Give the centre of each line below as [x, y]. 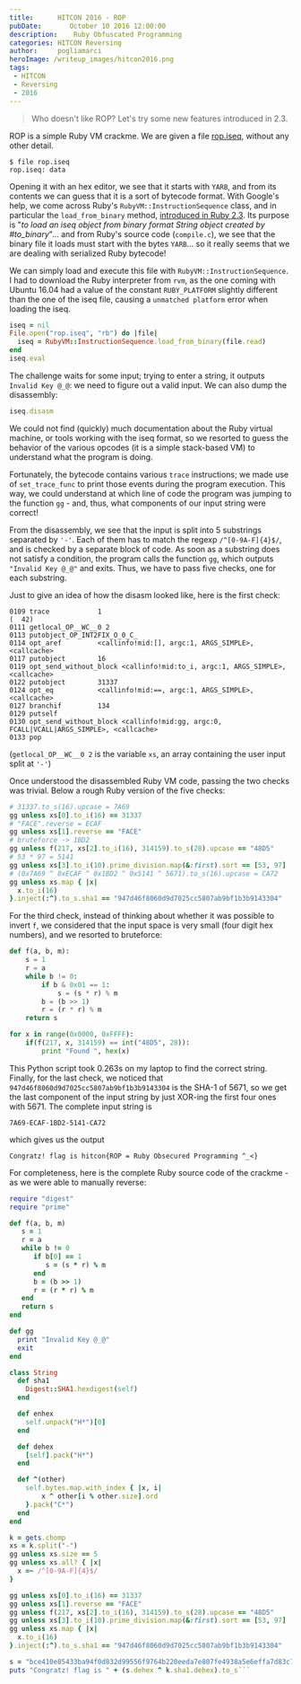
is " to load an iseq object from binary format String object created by [138, 225]
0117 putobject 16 [57, 658]
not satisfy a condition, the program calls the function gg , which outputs [142, 559]
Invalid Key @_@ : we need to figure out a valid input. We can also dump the [148, 385]
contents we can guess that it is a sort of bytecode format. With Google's [144, 196]
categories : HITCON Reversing [66, 43]
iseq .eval [28, 358]
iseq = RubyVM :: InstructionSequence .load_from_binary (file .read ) [142, 342]
